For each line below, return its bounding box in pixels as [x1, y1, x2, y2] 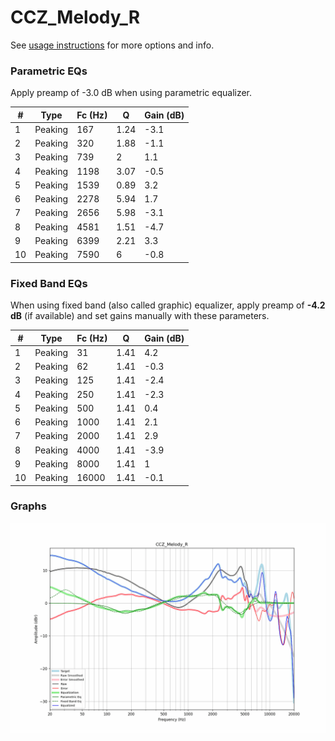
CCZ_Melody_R [10, 6, 141, 29]
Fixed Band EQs [10, 276, 88, 290]
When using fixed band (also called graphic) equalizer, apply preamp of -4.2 [10, 299, 326, 311]
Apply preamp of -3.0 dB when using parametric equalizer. [10, 87, 253, 99]
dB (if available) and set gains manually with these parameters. [10, 310, 270, 322]
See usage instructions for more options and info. [10, 39, 215, 51]
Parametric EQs [10, 64, 88, 78]
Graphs [10, 499, 47, 513]
